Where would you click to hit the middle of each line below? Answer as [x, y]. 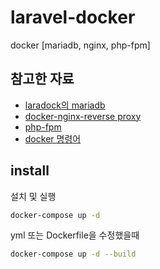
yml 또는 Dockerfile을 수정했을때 [75, 235]
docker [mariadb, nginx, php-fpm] [80, 45]
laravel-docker [73, 17]
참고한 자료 [42, 79]
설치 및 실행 [33, 196]
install [30, 171]
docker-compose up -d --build [73, 254]
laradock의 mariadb [65, 105]
